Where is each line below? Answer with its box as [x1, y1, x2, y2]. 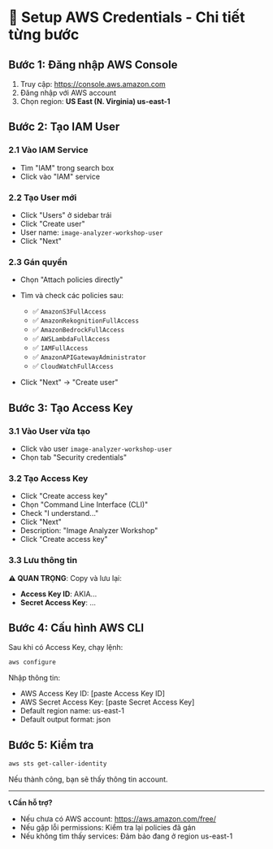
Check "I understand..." [19, 509, 99, 518]
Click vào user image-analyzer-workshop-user [19, 444, 172, 453]
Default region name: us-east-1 [19, 706, 124, 716]
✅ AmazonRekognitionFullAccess [32, 315, 140, 325]
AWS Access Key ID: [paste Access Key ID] [19, 689, 165, 699]
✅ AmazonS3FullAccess [32, 306, 107, 316]
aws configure [8, 658, 57, 666]
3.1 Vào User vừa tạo [8, 425, 91, 436]
